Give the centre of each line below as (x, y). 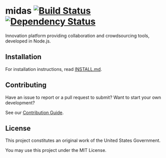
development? (20, 103)
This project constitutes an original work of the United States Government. (83, 141)
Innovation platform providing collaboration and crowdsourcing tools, (77, 35)
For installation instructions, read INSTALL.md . (54, 69)
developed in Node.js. (28, 41)
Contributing (26, 85)
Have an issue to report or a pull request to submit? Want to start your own (83, 97)
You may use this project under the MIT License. (56, 150)
